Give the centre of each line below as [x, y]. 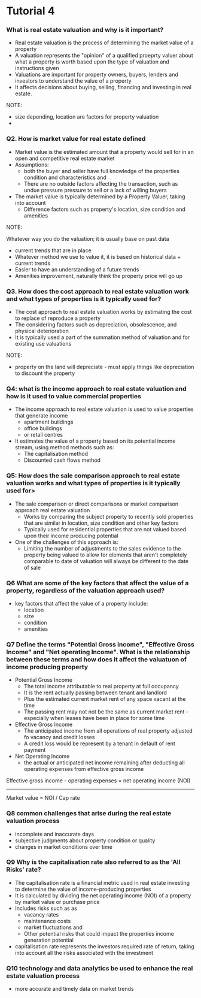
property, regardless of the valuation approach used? [86, 590]
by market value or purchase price [57, 902]
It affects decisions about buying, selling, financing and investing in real [103, 87]
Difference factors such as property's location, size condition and [104, 209]
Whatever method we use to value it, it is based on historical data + [98, 256]
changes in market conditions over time [63, 846]
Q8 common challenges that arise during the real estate [89, 813]
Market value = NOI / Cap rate [43, 798]
